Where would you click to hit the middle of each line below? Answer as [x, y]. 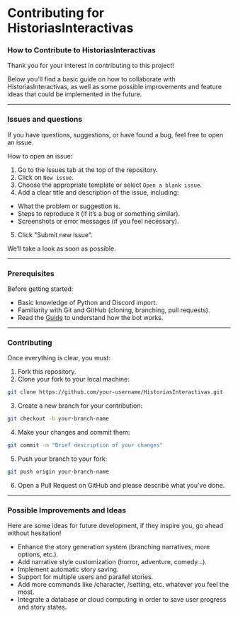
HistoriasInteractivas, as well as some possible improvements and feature [114, 87]
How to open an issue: [40, 156]
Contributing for [56, 13]
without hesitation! [34, 533]
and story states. [42, 607]
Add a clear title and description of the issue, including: [98, 192]
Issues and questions [45, 120]
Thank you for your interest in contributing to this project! [91, 66]
